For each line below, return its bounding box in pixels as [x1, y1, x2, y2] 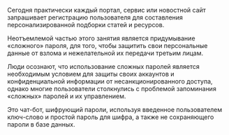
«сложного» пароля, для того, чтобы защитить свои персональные [7, 42, 208, 49]
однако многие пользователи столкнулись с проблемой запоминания [7, 85, 216, 93]
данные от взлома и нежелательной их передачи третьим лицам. [7, 49, 204, 57]
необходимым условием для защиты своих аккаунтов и [7, 70, 175, 78]
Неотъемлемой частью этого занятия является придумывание [7, 34, 195, 42]
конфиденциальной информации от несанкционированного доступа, [7, 77, 213, 86]
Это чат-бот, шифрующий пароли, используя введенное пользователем [7, 106, 223, 113]
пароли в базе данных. [7, 120, 75, 128]
